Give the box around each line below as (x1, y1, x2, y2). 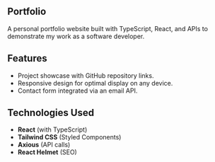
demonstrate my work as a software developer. (7, 32, 145, 40)
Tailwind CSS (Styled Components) (17, 133, 122, 141)
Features (7, 52, 47, 64)
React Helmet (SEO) (17, 148, 78, 156)
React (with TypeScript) (17, 125, 88, 134)
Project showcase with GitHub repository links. (17, 71, 154, 80)
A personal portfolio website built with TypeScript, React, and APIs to (7, 24, 209, 33)
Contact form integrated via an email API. (17, 86, 138, 95)
